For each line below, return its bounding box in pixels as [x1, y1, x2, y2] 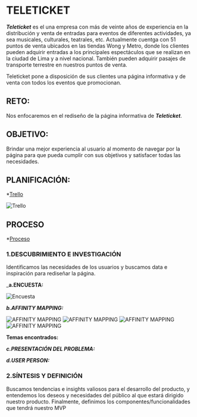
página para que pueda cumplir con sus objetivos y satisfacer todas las [6, 151, 181, 158]
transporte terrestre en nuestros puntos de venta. [6, 61, 128, 68]
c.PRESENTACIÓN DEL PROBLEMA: [6, 346, 95, 353]
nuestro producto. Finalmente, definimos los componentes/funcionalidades [6, 398, 190, 405]
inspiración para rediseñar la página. [6, 270, 96, 277]
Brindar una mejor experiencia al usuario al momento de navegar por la [6, 145, 180, 152]
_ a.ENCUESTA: [6, 281, 43, 289]
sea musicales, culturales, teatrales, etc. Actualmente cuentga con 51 [6, 36, 176, 43]
